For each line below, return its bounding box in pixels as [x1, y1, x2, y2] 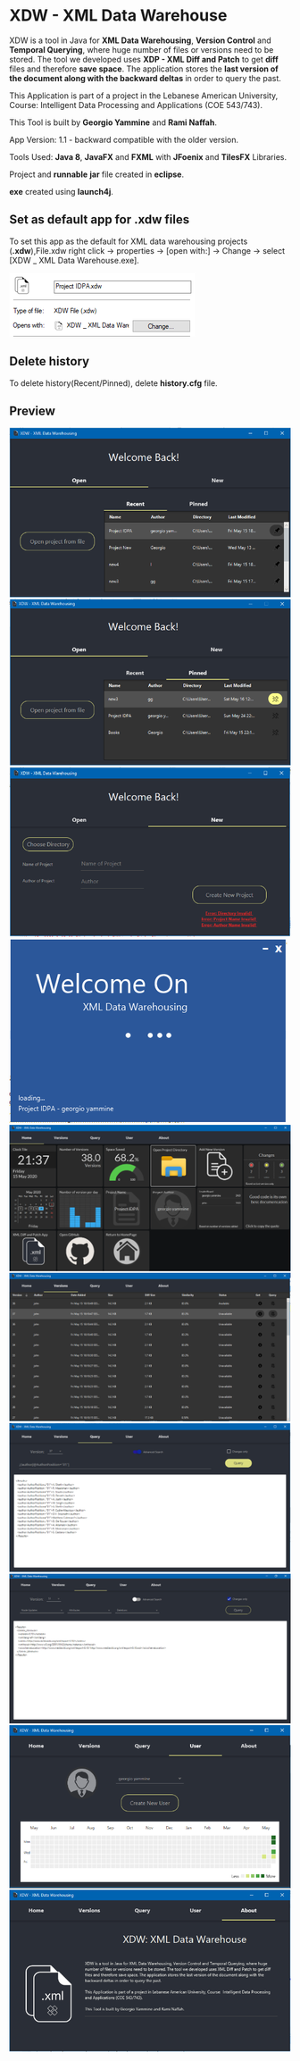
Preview [9, 403, 56, 418]
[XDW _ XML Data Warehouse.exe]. [9, 255, 140, 265]
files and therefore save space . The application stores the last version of [9, 63, 279, 74]
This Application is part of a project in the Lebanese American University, [9, 90, 279, 101]
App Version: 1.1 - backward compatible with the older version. [9, 134, 239, 145]
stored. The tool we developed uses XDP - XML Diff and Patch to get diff [9, 54, 279, 64]
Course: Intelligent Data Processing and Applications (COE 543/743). [9, 99, 263, 110]
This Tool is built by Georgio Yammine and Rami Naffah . [9, 117, 217, 128]
